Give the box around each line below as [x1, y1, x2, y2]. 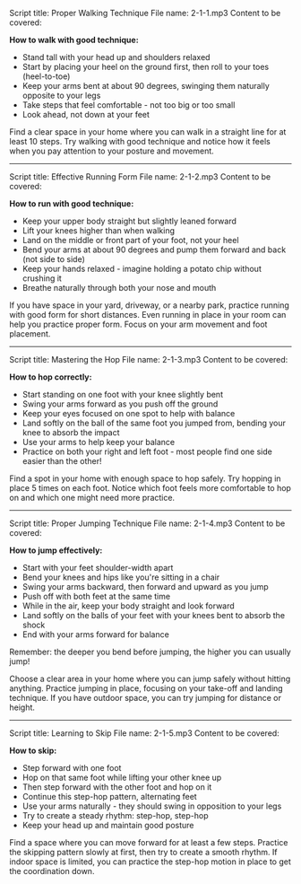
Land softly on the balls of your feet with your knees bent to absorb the [21, 610, 285, 620]
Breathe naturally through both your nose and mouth [21, 283, 217, 293]
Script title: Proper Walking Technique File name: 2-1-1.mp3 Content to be [9, 8, 281, 18]
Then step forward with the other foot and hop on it [21, 782, 212, 792]
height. [9, 702, 36, 713]
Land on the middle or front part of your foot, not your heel [21, 235, 239, 245]
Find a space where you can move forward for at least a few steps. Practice [9, 837, 288, 847]
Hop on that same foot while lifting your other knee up [21, 772, 222, 783]
